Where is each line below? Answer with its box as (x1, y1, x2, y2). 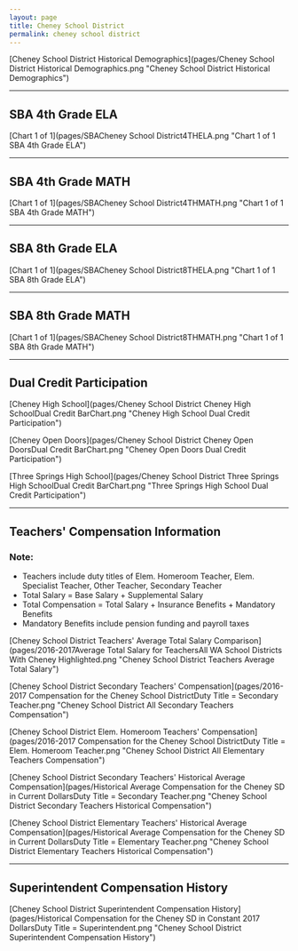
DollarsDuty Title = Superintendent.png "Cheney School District (9, 922, 242, 933)
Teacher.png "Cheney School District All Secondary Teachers (9, 699, 234, 711)
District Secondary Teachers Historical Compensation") (9, 801, 213, 811)
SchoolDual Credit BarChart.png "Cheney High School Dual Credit (9, 408, 250, 419)
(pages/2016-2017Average (9, 645, 106, 656)
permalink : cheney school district (9, 29, 141, 38)
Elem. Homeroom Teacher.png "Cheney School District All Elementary (9, 746, 265, 756)
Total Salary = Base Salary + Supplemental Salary (21, 590, 204, 601)
